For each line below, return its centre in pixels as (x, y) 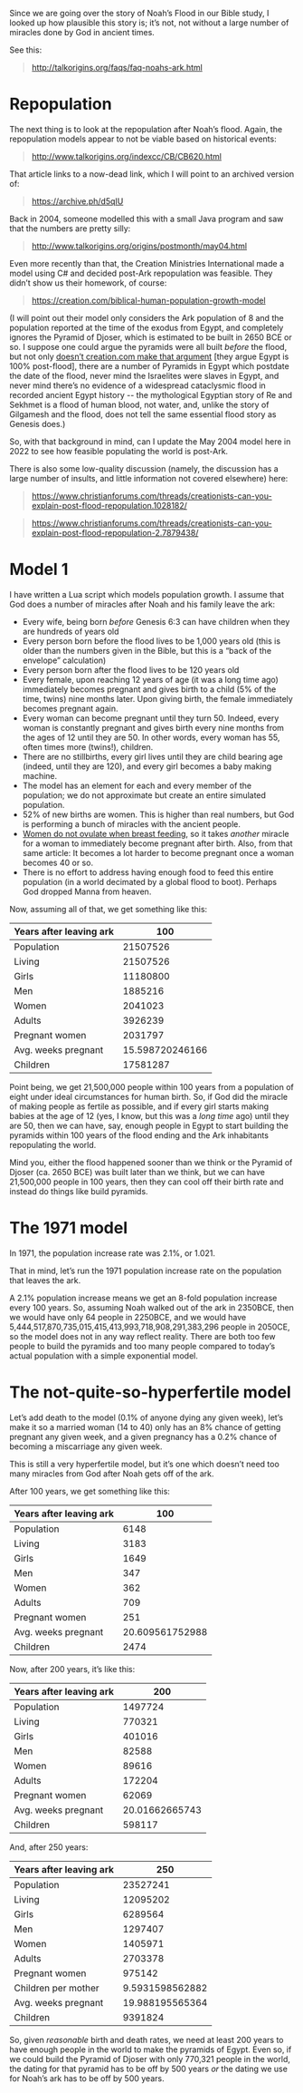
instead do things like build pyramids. (79, 1191)
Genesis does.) (38, 423)
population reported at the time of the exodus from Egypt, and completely (147, 327)
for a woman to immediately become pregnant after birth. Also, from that (157, 843)
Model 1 (39, 569)
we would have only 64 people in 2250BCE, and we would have (128, 1317)
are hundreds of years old (71, 631)
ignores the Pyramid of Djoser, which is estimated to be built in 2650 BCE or (151, 337)
